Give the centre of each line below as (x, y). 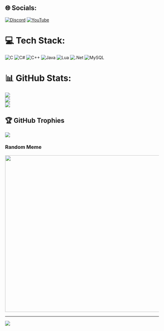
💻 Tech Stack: (35, 41)
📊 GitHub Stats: (38, 78)
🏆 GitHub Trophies (35, 121)
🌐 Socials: (21, 8)
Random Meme (23, 147)
